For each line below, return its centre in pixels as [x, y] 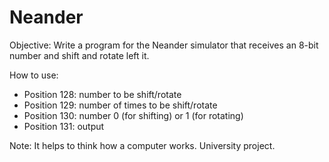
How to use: [34, 75]
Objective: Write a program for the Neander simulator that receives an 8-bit [164, 45]
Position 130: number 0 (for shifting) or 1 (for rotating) [133, 115]
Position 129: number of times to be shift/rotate [120, 105]
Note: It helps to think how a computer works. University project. [142, 145]
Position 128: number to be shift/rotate [102, 94]
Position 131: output [64, 126]
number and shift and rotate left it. [79, 55]
